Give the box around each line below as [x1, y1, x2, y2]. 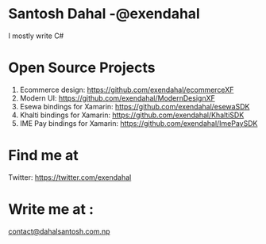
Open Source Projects [8, 59, 156, 77]
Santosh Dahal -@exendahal [8, 5, 200, 23]
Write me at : [8, 200, 94, 218]
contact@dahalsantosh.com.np [8, 227, 110, 236]
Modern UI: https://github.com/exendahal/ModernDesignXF [19, 93, 216, 103]
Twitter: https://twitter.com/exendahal [8, 172, 132, 182]
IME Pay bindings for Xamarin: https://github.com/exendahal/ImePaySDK [19, 118, 258, 128]
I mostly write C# [8, 31, 64, 40]
